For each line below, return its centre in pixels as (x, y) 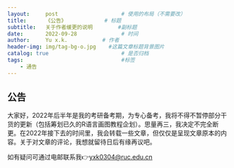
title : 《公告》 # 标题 (64, 21)
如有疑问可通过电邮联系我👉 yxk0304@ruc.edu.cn (80, 157)
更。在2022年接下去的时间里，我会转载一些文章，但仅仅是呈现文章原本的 (114, 133)
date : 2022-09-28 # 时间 (73, 34)
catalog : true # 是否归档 (78, 54)
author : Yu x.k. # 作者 (63, 40)
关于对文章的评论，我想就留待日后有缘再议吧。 (88, 142)
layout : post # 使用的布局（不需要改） (96, 14)
